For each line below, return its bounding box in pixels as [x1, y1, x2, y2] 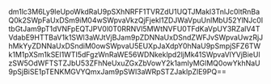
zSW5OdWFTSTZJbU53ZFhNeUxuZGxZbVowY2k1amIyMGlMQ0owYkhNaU [8, 58, 260, 68]
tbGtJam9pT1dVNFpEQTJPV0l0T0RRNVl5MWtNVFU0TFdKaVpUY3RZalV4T [8, 24, 260, 33]
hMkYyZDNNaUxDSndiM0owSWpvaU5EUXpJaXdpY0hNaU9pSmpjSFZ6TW [8, 41, 261, 51]
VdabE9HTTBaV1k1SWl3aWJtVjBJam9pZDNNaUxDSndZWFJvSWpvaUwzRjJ [8, 32, 264, 42]
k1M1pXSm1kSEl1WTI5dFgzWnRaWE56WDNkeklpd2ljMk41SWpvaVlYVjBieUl [8, 50, 260, 59]
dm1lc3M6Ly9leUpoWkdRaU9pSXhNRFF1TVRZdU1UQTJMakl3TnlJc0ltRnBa [8, 7, 260, 16]
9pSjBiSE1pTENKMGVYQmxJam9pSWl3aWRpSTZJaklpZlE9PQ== [8, 67, 227, 76]
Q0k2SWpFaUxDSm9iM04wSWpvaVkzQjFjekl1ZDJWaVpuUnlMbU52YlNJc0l [8, 15, 264, 25]
